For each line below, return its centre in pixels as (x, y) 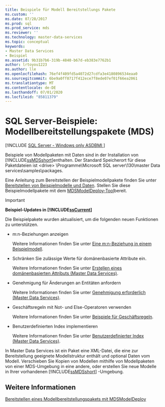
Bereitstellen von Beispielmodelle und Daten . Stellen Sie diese (68, 185)
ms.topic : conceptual (27, 42)
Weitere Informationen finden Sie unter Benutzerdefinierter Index (78, 336)
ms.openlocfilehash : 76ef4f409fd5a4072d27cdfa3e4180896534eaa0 (71, 74)
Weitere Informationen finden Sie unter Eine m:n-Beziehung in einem (82, 244)
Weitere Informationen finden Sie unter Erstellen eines (67, 268)
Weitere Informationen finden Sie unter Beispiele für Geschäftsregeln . (83, 317)
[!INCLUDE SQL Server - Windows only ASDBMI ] (55, 146)
